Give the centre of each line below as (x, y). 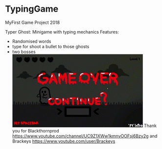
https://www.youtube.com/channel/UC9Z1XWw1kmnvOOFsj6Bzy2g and (85, 136)
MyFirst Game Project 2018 (33, 22)
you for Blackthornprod (36, 130)
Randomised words (32, 41)
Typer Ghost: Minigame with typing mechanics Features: (62, 32)
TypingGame (32, 9)
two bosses (24, 52)
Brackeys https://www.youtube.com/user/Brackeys (64, 141)
